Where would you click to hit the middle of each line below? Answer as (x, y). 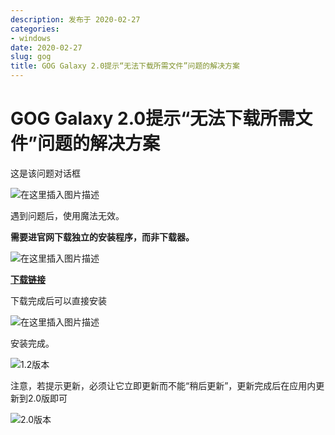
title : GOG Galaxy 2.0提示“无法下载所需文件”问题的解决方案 (125, 66)
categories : (35, 29)
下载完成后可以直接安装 (58, 300)
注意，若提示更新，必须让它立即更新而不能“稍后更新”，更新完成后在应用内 (163, 385)
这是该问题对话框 (45, 173)
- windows (31, 38)
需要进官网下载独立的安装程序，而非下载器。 (102, 237)
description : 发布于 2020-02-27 (75, 19)
